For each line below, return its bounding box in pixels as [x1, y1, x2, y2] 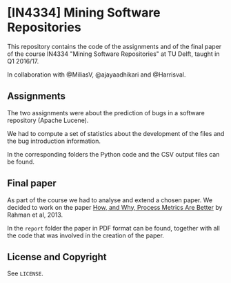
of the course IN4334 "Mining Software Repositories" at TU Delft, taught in [7, 50, 220, 58]
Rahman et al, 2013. [7, 211, 63, 219]
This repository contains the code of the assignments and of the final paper [7, 42, 222, 50]
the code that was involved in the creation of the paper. [7, 231, 164, 240]
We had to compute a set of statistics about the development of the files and [7, 129, 225, 137]
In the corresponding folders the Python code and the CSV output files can [7, 150, 220, 158]
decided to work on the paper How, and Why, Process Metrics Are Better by [7, 203, 223, 211]
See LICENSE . [7, 269, 43, 277]
